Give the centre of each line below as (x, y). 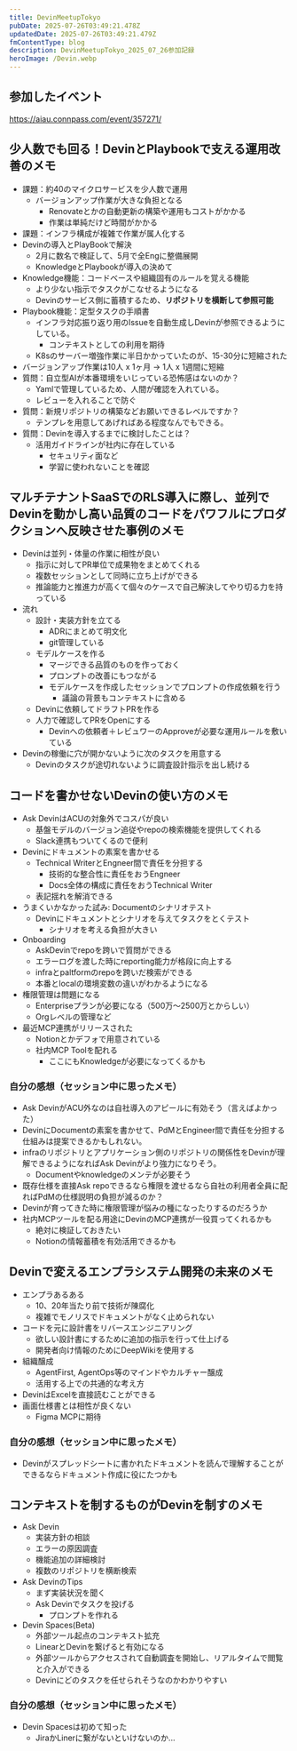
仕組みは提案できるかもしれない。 (84, 1141)
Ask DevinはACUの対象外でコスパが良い (95, 819)
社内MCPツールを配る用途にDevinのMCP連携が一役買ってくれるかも (147, 1219)
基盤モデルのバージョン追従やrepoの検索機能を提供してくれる (148, 830)
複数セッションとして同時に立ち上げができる (117, 576)
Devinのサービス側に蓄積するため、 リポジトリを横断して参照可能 (154, 300)
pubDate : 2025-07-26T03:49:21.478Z (75, 26)
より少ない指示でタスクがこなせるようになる (117, 289)
